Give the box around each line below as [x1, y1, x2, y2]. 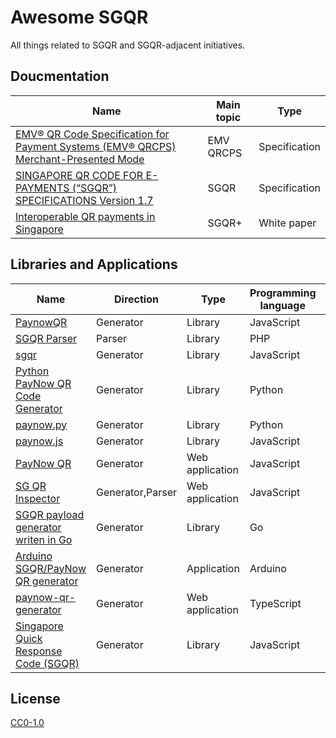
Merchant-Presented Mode [15, 152, 145, 166]
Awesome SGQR [10, 6, 149, 29]
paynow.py [15, 417, 68, 431]
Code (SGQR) [15, 656, 80, 670]
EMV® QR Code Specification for [15, 127, 170, 141]
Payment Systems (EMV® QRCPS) [15, 139, 177, 153]
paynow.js [15, 434, 64, 448]
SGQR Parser [15, 331, 78, 345]
